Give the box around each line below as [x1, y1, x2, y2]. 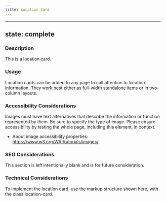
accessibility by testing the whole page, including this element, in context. [5, 124, 156, 130]
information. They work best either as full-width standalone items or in [5, 85, 149, 91]
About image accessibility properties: [12, 134, 88, 139]
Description [5, 45, 34, 52]
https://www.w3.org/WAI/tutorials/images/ [12, 138, 99, 144]
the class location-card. [5, 191, 53, 197]
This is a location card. [5, 56, 51, 62]
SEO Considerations [5, 151, 54, 158]
